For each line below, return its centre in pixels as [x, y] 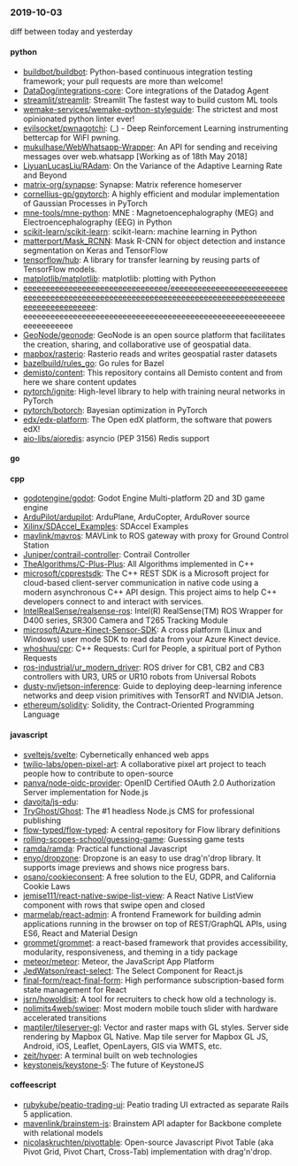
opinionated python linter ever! [79, 119]
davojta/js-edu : [50, 802]
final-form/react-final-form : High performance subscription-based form [153, 980]
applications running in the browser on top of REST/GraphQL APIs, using [155, 924]
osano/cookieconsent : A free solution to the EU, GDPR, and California [149, 877]
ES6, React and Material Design [80, 933]
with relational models [63, 1132]
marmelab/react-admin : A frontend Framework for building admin [142, 914]
